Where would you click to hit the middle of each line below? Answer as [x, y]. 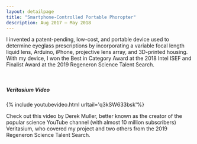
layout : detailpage [30, 12]
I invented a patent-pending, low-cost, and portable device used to [88, 40]
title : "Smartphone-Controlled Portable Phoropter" [71, 17]
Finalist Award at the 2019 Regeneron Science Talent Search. [80, 65]
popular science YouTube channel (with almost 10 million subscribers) [91, 123]
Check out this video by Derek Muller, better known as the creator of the [94, 116]
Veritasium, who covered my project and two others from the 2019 [87, 129]
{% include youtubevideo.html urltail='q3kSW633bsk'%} [75, 105]
